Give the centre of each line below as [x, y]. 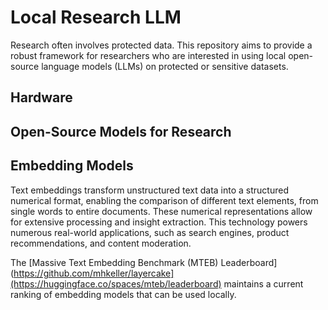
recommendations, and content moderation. [101, 243]
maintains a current [263, 283]
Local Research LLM [96, 17]
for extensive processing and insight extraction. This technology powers [159, 222]
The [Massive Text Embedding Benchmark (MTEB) [114, 262]
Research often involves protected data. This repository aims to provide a [161, 45]
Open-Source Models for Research [121, 131]
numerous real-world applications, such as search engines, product [150, 232]
